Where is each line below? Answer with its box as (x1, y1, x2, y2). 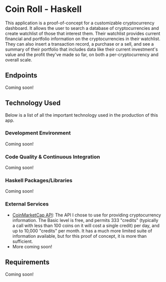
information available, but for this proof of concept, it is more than (12, 233, 147, 239)
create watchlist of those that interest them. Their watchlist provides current (5, 30, 161, 36)
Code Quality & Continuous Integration (5, 153, 100, 160)
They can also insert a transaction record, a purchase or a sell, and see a (5, 41, 154, 47)
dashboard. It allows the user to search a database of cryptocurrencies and (5, 25, 160, 31)
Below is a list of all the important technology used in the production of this (5, 112, 159, 118)
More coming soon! (12, 243, 53, 249)
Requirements (5, 258, 50, 267)
